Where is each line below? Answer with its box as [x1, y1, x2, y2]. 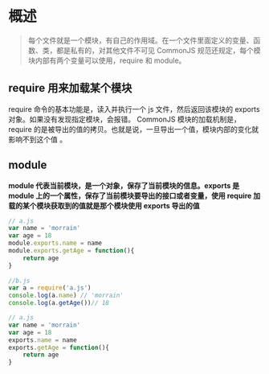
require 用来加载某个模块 [8, 81, 132, 95]
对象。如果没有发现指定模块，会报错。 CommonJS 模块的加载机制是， [8, 114, 241, 124]
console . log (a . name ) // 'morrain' [8, 291, 124, 300]
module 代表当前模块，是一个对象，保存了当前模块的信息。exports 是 [8, 180, 240, 190]
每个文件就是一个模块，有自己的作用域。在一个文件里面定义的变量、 [27, 35, 254, 45]
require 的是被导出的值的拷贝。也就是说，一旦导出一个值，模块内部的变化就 [8, 124, 259, 134]
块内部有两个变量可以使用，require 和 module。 [27, 55, 186, 65]
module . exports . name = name [8, 239, 103, 248]
